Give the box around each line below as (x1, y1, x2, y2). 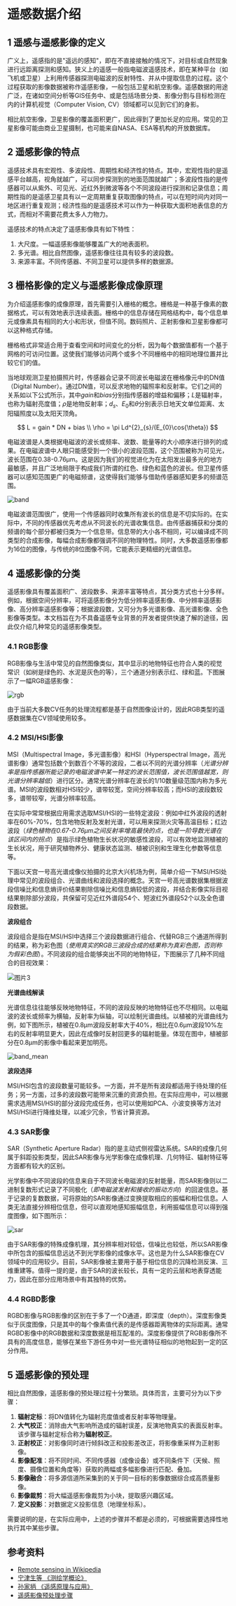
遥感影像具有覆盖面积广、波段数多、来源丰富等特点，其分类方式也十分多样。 (7, 588, 228, 596)
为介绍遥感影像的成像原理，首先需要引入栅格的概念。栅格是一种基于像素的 (7, 299, 222, 308)
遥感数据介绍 (7, 6, 82, 22)
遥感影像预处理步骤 (17, 1591, 74, 1600)
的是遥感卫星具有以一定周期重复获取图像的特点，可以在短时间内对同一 (25, 192, 228, 200)
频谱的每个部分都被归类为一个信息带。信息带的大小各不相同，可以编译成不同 (7, 527, 228, 536)
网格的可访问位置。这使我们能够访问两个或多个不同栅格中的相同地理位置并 (7, 349, 222, 358)
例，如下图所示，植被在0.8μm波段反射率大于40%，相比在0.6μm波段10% (7, 1020, 217, 1029)
